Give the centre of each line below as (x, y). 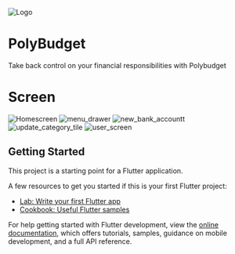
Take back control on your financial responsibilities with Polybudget (117, 65)
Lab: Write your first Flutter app (70, 201)
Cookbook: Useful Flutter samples (74, 209)
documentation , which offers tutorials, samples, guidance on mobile (117, 233)
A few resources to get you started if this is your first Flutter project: (117, 186)
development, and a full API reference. (70, 241)
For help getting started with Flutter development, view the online (114, 224)
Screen (32, 97)
